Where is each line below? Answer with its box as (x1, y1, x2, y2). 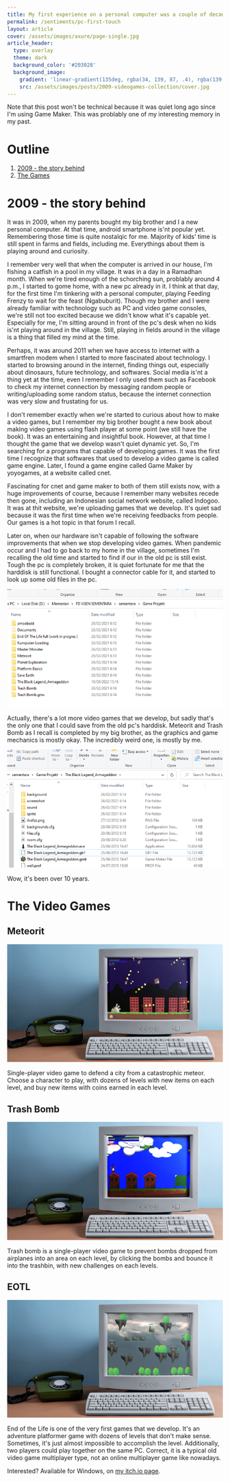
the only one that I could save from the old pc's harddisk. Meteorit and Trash (7, 721, 223, 729)
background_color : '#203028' (13, 62, 97, 68)
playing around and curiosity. (7, 247, 90, 255)
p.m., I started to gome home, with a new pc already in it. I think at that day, (7, 282, 220, 290)
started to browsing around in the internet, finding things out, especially (7, 361, 209, 369)
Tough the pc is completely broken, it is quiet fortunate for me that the (7, 561, 205, 569)
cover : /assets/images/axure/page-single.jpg (7, 33, 139, 40)
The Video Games (7, 898, 111, 914)
